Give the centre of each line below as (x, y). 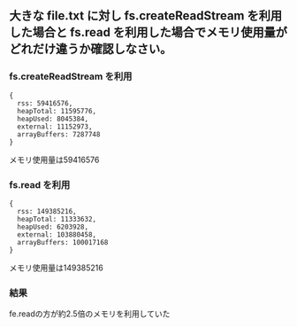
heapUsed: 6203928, (53, 227)
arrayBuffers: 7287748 (59, 134)
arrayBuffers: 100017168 (63, 242)
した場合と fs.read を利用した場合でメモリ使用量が (148, 32)
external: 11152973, (55, 127)
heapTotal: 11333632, (57, 219)
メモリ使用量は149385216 (56, 268)
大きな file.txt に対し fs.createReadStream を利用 (146, 16)
